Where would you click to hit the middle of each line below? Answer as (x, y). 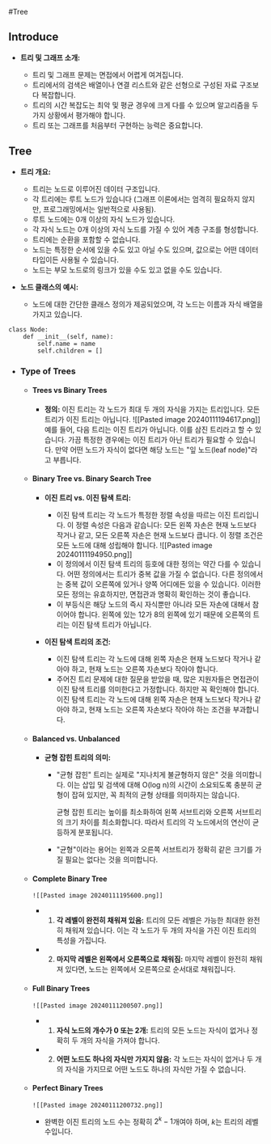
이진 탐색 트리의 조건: (77, 641)
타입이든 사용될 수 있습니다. (75, 260)
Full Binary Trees (61, 988)
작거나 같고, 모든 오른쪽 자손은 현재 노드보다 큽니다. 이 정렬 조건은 (160, 535)
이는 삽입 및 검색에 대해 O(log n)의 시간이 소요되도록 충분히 (161, 785)
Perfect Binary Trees (68, 1088)
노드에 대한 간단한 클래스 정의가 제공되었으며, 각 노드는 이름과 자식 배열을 (148, 304)
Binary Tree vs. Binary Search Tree (92, 479)
